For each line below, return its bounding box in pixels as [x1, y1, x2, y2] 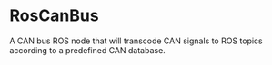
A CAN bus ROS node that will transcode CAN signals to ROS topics [9, 35, 263, 46]
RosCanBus [9, 5, 99, 26]
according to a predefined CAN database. [9, 44, 166, 55]
